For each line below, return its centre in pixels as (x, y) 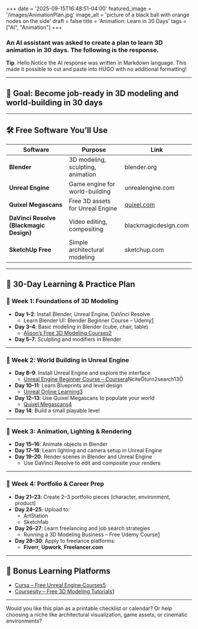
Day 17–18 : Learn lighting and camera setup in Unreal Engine (88, 451)
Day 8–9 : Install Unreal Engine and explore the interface (82, 373)
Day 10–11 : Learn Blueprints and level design (68, 385)
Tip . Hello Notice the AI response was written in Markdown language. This (96, 63)
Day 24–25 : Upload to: (42, 509)
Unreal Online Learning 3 (53, 392)
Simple (78, 242)
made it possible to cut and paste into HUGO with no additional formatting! (96, 69)
